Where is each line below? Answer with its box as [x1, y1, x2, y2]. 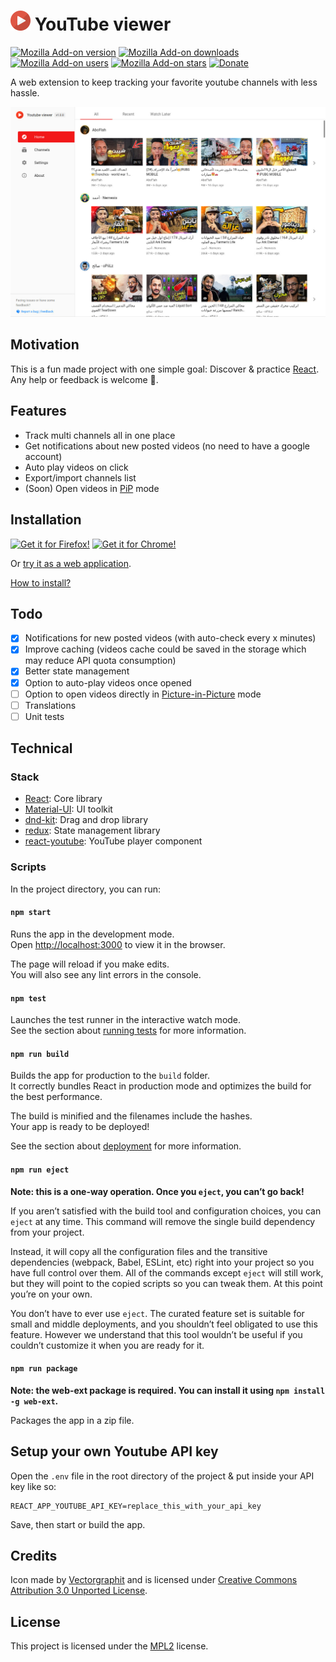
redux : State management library [24, 825, 161, 837]
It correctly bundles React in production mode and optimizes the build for [10, 1080, 312, 1092]
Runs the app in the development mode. [10, 928, 175, 940]
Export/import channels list [24, 471, 137, 484]
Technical [10, 740, 73, 757]
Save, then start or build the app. [10, 1518, 146, 1530]
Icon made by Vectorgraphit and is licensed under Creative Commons [10, 1574, 298, 1586]
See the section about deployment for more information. [10, 1140, 242, 1152]
